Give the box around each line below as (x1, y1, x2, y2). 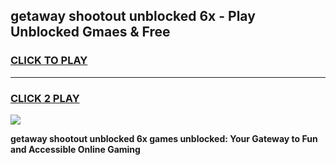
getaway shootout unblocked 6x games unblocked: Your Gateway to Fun (10, 132, 318, 144)
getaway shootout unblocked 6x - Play (10, 8, 256, 25)
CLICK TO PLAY (10, 54, 88, 68)
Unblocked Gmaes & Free (10, 24, 171, 41)
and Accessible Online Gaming (10, 143, 141, 155)
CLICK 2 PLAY (10, 91, 80, 105)
